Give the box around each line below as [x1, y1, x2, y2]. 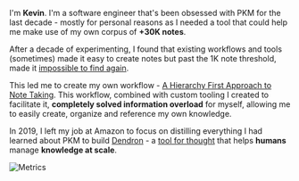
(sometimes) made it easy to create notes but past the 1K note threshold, [9, 53, 277, 63]
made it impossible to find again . [9, 62, 129, 73]
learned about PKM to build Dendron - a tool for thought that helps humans [9, 136, 287, 145]
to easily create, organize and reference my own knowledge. [9, 109, 232, 119]
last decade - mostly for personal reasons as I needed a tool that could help [9, 17, 288, 28]
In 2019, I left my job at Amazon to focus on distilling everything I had [9, 126, 263, 136]
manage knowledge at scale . [9, 144, 118, 155]
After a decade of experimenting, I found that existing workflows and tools [9, 44, 283, 54]
